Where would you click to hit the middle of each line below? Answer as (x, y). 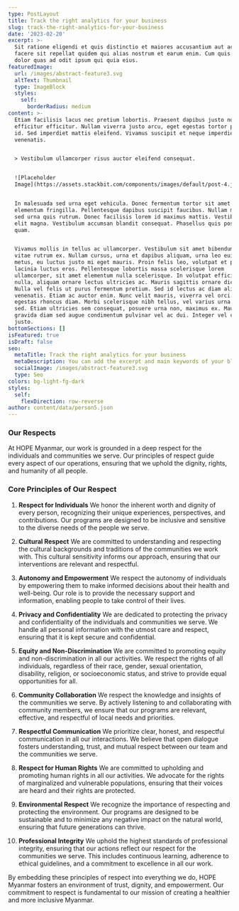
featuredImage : (30, 67)
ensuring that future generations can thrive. (82, 827)
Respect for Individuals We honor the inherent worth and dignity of (117, 505)
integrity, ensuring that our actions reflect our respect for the (107, 848)
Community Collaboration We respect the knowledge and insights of (120, 695)
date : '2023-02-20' (37, 34)
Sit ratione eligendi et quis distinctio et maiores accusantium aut (119, 47)
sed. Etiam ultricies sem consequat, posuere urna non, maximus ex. (118, 309)
